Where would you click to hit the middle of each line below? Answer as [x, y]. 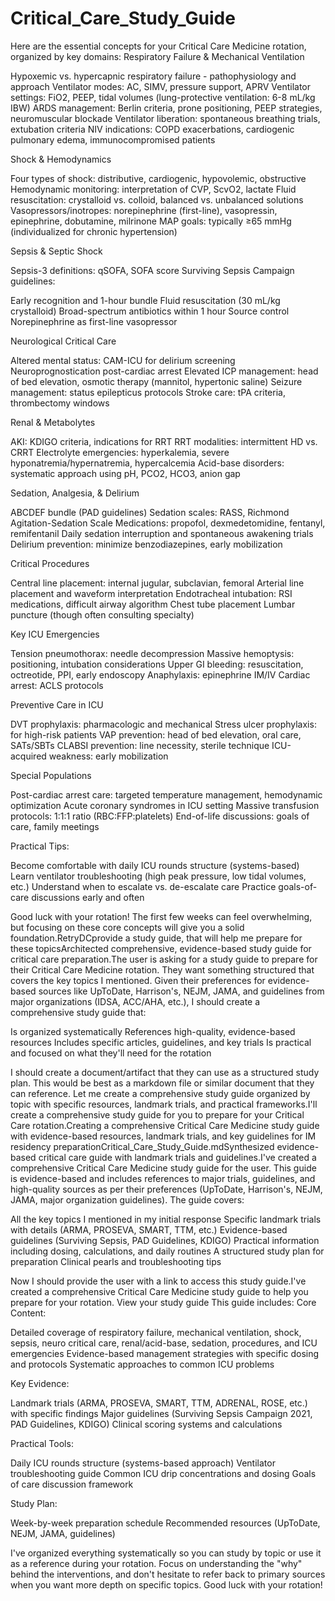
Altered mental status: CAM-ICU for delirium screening [123, 360]
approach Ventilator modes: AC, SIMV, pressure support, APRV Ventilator [161, 86]
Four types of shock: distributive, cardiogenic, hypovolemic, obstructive [158, 178]
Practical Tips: [40, 846]
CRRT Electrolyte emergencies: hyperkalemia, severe [120, 452]
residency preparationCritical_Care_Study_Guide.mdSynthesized [142, 1146]
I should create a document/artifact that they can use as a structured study [165, 1072]
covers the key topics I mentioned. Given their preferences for [138, 980]
